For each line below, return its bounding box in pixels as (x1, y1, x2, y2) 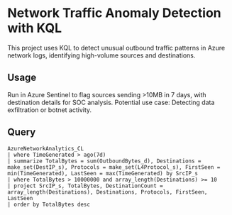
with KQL (7, 20, 62, 36)
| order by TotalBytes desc (7, 201, 91, 208)
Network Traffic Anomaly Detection (7, 5, 221, 21)
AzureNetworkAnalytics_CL (7, 145, 84, 152)
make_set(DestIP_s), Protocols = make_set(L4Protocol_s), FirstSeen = (7, 163, 221, 171)
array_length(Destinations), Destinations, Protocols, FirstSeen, (7, 188, 208, 196)
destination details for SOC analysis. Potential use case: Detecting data (7, 98, 215, 106)
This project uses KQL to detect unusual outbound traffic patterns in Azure (7, 43, 226, 52)
